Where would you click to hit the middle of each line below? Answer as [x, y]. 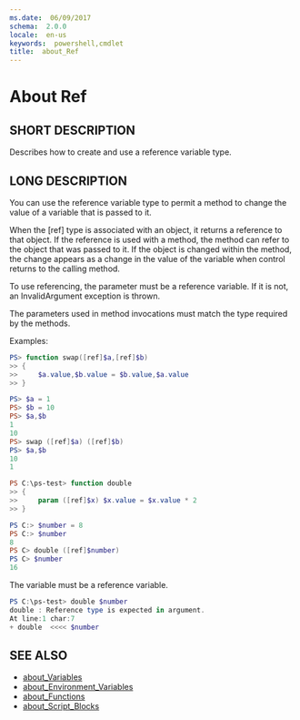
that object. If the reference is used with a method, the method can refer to [150, 239]
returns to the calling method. [65, 269]
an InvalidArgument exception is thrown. [85, 296]
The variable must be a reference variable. [89, 585]
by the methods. [40, 323]
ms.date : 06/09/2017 [50, 18]
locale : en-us [38, 35]
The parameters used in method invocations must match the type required [149, 313]
